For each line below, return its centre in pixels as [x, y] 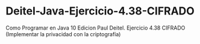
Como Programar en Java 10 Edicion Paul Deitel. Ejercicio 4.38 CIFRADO [95, 28]
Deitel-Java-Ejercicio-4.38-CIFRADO [100, 11]
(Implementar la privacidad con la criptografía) [63, 34]
